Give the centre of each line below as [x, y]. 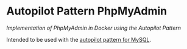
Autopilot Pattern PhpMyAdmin [87, 11]
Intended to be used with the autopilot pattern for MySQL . [79, 39]
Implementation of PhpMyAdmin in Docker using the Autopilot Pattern [94, 28]
